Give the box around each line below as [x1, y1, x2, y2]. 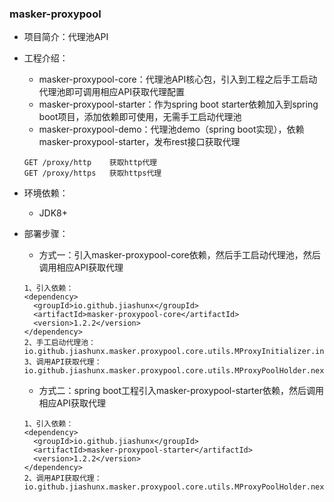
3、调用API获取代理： [23, 357, 102, 367]
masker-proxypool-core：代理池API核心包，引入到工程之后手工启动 [38, 73, 318, 86]
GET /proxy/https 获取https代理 [23, 168, 162, 179]
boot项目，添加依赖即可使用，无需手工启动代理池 [38, 111, 242, 123]
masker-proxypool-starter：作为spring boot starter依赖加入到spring [38, 98, 319, 111]
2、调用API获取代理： [23, 473, 102, 484]
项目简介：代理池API [23, 31, 109, 43]
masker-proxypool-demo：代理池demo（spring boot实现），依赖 [38, 123, 305, 136]
